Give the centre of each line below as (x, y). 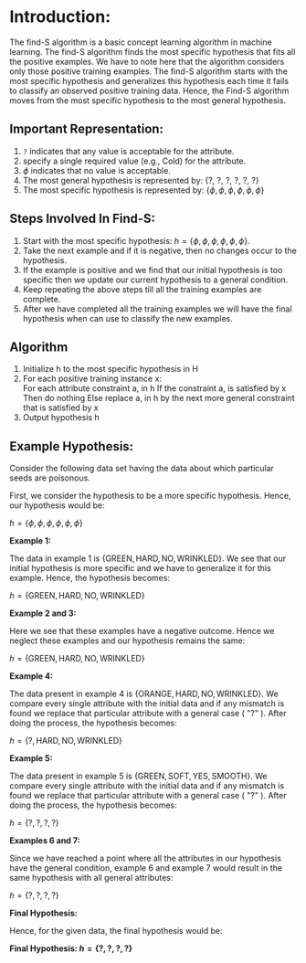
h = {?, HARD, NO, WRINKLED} (66, 741)
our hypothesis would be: (57, 505)
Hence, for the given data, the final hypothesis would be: (116, 931)
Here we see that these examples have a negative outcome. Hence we (142, 631)
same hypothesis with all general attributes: (91, 878)
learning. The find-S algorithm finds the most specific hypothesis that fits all (153, 51)
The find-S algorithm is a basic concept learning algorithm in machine (141, 42)
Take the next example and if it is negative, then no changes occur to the (159, 250)
